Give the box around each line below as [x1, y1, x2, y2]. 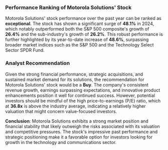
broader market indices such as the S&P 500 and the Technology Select [5, 42, 154, 48]
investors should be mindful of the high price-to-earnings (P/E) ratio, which [5, 97, 161, 103]
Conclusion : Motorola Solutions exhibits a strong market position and [5, 118, 149, 124]
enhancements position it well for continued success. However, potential [5, 92, 155, 98]
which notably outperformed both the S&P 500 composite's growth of [5, 26, 149, 32]
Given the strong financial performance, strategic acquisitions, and [5, 71, 143, 77]
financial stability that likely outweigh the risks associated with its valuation [5, 123, 160, 129]
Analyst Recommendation [5, 59, 70, 66]
